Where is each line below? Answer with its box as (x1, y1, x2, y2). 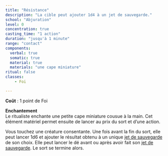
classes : (5, 74, 24, 80)
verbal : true (10, 50, 38, 55)
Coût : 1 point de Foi (5, 98, 48, 104)
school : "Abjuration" (5, 17, 52, 22)
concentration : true (5, 27, 50, 32)
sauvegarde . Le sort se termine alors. (5, 145, 85, 151)
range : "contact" (5, 41, 43, 46)
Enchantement (5, 107, 37, 113)
